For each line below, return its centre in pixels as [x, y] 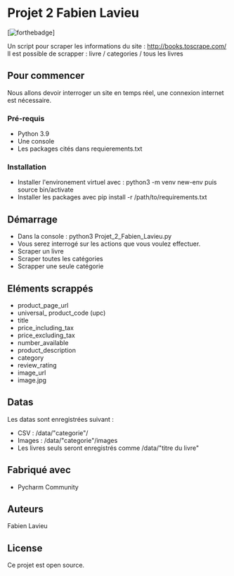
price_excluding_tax [46, 335]
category [31, 358]
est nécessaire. [29, 100]
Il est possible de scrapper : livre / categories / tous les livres [96, 54]
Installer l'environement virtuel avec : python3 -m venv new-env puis [117, 182]
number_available [43, 342]
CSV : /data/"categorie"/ [53, 433]
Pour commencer [46, 76]
